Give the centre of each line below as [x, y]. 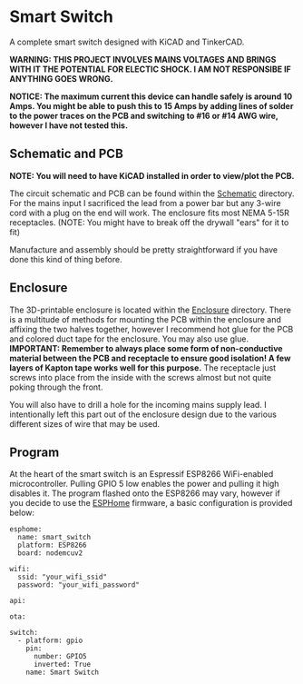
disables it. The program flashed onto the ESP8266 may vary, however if [145, 493]
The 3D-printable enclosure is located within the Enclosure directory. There [151, 310]
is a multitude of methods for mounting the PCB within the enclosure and [145, 319]
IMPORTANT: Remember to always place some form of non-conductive [146, 348]
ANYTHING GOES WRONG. [61, 78]
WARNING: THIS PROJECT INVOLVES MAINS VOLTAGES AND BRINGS [143, 59]
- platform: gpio [50, 641]
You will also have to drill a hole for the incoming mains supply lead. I [138, 404]
